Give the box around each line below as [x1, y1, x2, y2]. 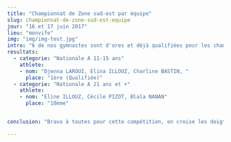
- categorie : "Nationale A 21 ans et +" [13, 81, 131, 88]
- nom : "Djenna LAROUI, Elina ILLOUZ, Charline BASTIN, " [19, 68, 189, 74]
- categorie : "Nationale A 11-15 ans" [13, 55, 125, 62]
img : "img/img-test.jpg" [7, 36, 78, 43]
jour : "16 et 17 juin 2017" [7, 23, 88, 30]
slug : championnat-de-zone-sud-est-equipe [7, 17, 131, 23]
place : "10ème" [25, 100, 69, 107]
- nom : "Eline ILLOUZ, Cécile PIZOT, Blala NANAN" [19, 94, 168, 101]
